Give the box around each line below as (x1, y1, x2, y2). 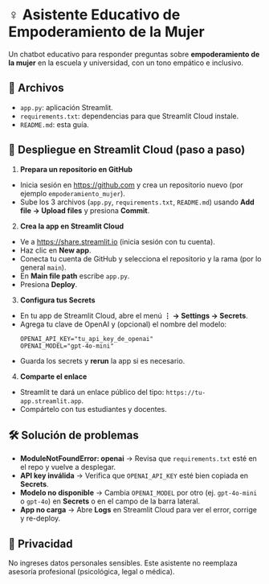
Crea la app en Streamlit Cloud (19, 221, 124, 231)
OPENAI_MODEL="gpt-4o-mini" (19, 342, 114, 350)
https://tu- (165, 389, 206, 397)
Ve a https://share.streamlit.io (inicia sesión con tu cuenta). (19, 236, 215, 246)
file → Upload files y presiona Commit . (19, 205, 150, 215)
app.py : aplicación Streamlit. (19, 102, 114, 112)
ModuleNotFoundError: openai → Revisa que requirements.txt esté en (19, 454, 257, 463)
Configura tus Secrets (19, 295, 96, 305)
